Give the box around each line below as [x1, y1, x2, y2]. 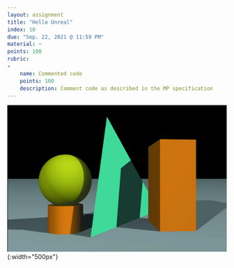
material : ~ [7, 40, 42, 48]
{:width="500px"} [7, 253, 58, 261]
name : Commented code [19, 70, 82, 77]
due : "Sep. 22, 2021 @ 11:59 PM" [7, 33, 104, 40]
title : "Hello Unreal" [7, 18, 73, 26]
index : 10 [7, 26, 36, 33]
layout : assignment [7, 11, 64, 18]
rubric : [7, 56, 30, 63]
